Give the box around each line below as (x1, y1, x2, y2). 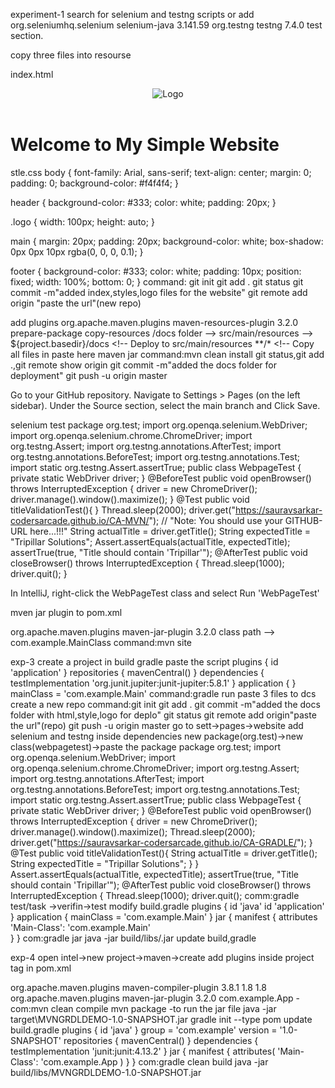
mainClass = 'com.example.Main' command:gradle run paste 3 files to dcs (10, 687, 317, 699)
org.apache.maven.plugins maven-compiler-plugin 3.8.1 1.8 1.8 (10, 981, 267, 993)
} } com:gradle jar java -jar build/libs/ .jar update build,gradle (10, 932, 257, 944)
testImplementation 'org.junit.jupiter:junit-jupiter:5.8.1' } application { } (10, 677, 297, 689)
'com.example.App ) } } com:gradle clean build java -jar (40, 1055, 269, 1068)
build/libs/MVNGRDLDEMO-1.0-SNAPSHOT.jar (10, 1066, 202, 1078)
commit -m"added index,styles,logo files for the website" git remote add (10, 286, 308, 298)
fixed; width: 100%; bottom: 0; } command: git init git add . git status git (10, 275, 304, 288)
